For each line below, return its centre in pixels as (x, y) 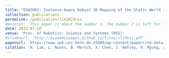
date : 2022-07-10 (23, 29)
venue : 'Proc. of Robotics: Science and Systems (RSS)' (65, 33)
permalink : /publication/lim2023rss (44, 19)
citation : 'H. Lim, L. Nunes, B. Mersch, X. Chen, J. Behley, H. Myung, (83, 47)
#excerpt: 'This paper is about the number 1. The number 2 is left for (83, 24)
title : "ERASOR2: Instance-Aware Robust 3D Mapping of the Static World (83, 10)
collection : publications (32, 15)
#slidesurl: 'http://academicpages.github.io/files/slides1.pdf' (75, 38)
